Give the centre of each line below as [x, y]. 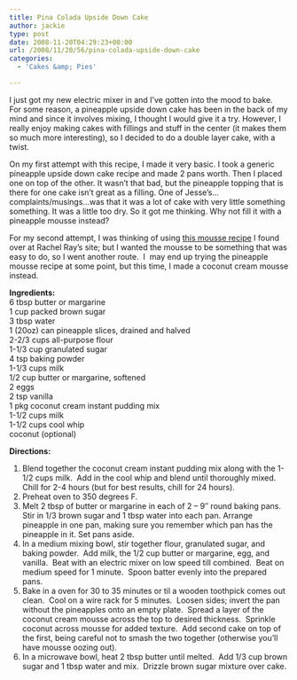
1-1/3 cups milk [37, 368]
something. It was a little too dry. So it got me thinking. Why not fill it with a [145, 211]
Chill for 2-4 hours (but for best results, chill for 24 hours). [128, 487]
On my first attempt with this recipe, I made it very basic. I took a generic [142, 164]
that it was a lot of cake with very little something [195, 201]
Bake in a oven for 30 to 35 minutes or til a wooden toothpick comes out [154, 590]
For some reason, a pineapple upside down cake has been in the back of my [148, 109]
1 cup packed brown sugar [58, 311]
